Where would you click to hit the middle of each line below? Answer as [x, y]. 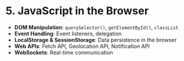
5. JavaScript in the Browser [77, 11]
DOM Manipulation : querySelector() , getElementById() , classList [96, 27]
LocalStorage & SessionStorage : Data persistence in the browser [96, 40]
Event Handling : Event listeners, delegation [68, 33]
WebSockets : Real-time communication [64, 52]
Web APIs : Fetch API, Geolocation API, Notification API [82, 46]
